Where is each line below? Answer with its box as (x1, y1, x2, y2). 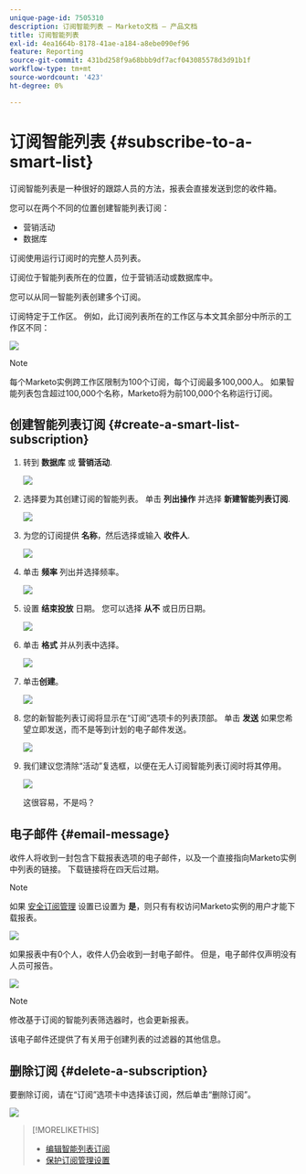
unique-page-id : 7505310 (9, 13, 104, 23)
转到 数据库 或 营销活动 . (22, 457, 112, 468)
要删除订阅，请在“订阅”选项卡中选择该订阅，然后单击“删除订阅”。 (9, 1089, 256, 1100)
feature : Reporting (9, 47, 84, 57)
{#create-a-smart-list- (108, 416, 240, 432)
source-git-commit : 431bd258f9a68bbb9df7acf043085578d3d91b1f (9, 56, 251, 65)
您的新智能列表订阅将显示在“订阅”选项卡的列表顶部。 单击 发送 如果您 (22, 713, 285, 724)
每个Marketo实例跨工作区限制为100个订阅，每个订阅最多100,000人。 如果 (9, 376, 287, 387)
